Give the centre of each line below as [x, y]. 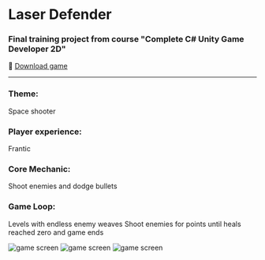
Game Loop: [32, 206]
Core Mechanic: [39, 169]
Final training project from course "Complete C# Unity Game [126, 39]
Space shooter [32, 111]
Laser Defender [60, 15]
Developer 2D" [37, 49]
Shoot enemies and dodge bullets [63, 186]
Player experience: [45, 132]
